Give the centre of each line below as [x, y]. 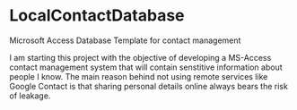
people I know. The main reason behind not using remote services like [139, 76]
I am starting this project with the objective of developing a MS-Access [140, 57]
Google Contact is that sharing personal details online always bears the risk [149, 86]
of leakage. [30, 96]
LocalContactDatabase [97, 16]
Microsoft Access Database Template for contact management [125, 40]
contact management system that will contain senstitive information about [146, 67]
